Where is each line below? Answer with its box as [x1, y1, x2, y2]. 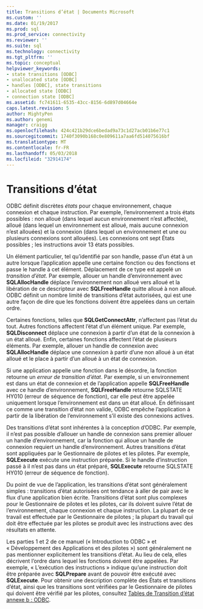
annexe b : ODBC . [6, 596, 51, 604]
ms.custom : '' [6, 15, 43, 21]
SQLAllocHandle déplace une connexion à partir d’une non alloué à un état [6, 349, 194, 356]
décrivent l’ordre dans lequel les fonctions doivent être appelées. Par [6, 557, 179, 565]
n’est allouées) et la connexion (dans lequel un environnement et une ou [6, 228, 187, 235]
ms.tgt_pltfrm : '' [6, 54, 53, 60]
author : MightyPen [6, 111, 53, 117]
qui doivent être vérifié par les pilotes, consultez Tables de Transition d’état [6, 590, 194, 597]
